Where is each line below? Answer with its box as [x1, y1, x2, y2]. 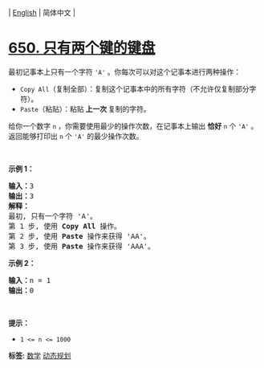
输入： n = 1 [8, 276, 51, 284]
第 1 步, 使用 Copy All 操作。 [8, 221, 122, 231]
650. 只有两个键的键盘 [8, 39, 156, 57]
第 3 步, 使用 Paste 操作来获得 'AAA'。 [8, 241, 155, 251]
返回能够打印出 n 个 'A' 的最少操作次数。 [8, 131, 144, 141]
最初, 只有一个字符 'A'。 [8, 211, 98, 220]
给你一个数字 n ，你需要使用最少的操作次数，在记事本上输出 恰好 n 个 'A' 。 [8, 121, 258, 131]
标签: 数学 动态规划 [8, 350, 71, 360]
